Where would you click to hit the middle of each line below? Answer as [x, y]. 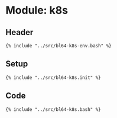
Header [19, 32]
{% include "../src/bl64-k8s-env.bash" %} [58, 46]
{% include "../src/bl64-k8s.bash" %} [53, 109]
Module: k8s [37, 10]
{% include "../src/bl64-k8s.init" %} [53, 78]
